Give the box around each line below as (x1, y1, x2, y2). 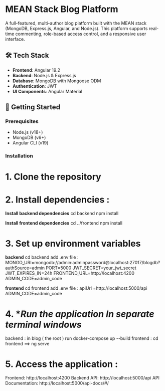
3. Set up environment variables (5, 238, 141, 249)
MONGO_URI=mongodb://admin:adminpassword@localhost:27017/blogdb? (5, 260, 160, 266)
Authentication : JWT (12, 83, 57, 89)
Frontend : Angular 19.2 (12, 67, 61, 73)
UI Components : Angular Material (12, 88, 83, 94)
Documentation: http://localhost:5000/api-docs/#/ (5, 380, 109, 386)
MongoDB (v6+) (12, 134, 46, 141)
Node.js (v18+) (12, 129, 43, 135)
